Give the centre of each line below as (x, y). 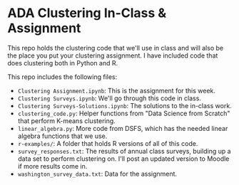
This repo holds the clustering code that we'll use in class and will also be (115, 48)
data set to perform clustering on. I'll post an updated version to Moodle (123, 159)
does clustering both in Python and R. (63, 63)
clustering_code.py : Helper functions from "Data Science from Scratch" (124, 113)
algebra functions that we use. (62, 136)
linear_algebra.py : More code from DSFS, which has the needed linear (123, 128)
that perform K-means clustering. (66, 121)
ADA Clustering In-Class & (87, 13)
